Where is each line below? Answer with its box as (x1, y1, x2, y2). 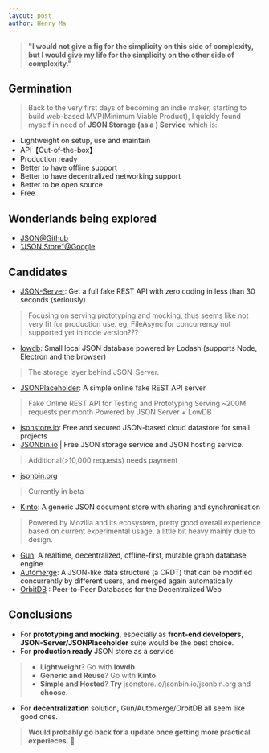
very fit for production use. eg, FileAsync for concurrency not (27, 319, 231, 328)
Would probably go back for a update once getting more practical (27, 727, 251, 737)
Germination (8, 81, 72, 95)
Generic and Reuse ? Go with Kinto (39, 670, 157, 680)
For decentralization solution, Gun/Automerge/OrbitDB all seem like (19, 703, 245, 713)
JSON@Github (19, 233, 69, 243)
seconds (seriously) (19, 294, 86, 304)
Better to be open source (19, 180, 103, 190)
